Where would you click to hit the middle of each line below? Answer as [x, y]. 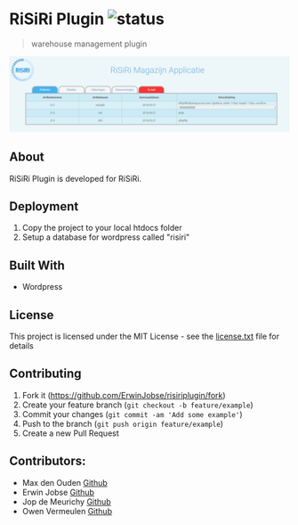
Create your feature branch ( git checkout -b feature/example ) [137, 405]
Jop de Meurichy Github [66, 501]
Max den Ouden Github [65, 482]
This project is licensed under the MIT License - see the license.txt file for [145, 336]
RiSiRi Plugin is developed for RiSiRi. [76, 178]
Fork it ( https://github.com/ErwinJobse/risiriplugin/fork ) [124, 395]
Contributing [45, 374]
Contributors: [48, 461]
